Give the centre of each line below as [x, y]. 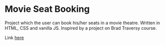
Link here [14, 38]
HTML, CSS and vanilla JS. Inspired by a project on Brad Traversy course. [81, 28]
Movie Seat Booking [47, 9]
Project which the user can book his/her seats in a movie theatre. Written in [82, 23]
